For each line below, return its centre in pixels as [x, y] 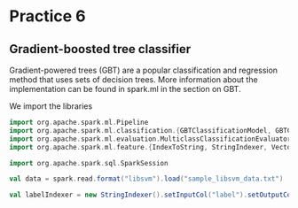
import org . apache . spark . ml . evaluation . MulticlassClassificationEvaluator [150, 139]
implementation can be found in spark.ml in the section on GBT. [125, 89]
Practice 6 [47, 16]
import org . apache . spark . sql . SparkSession [89, 163]
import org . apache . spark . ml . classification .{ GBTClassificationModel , [141, 130]
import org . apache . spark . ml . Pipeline [79, 122]
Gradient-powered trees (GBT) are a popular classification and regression [143, 70]
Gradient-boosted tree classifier [100, 49]
